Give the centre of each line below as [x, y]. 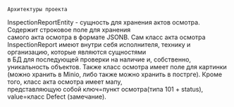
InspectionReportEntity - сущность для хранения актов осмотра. [104, 22]
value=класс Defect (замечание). [57, 97]
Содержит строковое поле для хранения [69, 30]
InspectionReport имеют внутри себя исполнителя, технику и [99, 44]
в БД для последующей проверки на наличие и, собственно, [99, 59]
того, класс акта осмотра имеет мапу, [65, 82]
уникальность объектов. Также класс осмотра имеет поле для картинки [117, 67]
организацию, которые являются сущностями [77, 52]
